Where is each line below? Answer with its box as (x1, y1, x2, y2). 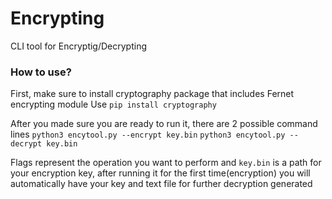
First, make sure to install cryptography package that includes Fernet (10, 88, 295, 100)
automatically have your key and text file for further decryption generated (10, 178, 313, 190)
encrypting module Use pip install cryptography (10, 98, 217, 111)
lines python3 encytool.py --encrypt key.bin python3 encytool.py (10, 128, 286, 141)
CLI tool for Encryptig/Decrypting (10, 40, 148, 52)
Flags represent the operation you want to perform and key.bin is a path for (10, 157, 322, 169)
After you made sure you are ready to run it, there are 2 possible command (10, 118, 318, 130)
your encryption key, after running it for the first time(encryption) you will (10, 167, 311, 179)
